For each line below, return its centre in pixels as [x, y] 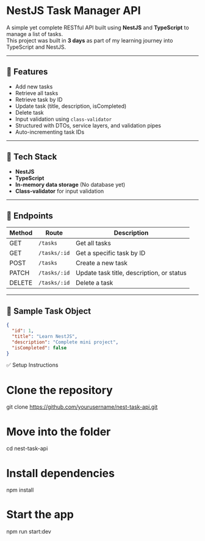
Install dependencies [60, 473]
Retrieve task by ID [39, 99]
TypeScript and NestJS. [36, 47]
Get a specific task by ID [111, 253]
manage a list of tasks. [34, 34]
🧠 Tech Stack [32, 157]
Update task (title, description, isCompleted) [71, 106]
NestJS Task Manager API [74, 11]
